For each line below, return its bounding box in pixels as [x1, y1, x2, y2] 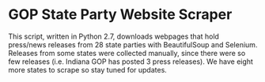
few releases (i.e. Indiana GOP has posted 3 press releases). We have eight [8, 57, 253, 66]
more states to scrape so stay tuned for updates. [8, 65, 168, 74]
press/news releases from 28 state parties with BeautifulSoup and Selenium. [8, 39, 258, 49]
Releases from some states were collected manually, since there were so [8, 48, 246, 58]
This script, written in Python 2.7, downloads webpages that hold [8, 32, 220, 41]
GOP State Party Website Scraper [8, 6, 233, 24]
